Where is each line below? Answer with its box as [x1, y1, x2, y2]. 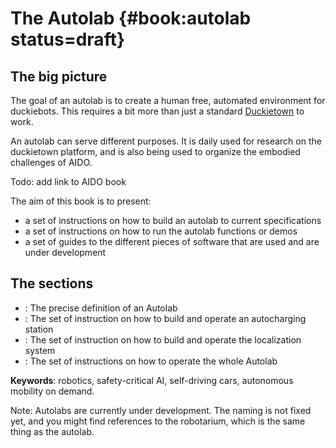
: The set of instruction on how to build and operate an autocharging [24, 312, 307, 324]
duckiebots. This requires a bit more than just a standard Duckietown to [10, 105, 305, 117]
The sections [10, 275, 94, 292]
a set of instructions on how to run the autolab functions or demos [24, 225, 298, 237]
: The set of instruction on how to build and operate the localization [24, 333, 302, 346]
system [24, 344, 56, 356]
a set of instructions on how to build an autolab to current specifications [24, 215, 322, 226]
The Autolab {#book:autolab [10, 7, 252, 30]
